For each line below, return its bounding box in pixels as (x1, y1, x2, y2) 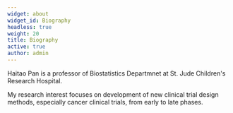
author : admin (7, 50, 49, 57)
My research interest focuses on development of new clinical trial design (7, 90, 219, 99)
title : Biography (7, 37, 59, 44)
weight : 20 (7, 30, 40, 37)
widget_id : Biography (7, 17, 71, 24)
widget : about (7, 10, 49, 18)
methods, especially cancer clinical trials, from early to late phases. (7, 97, 203, 106)
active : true (7, 43, 46, 50)
